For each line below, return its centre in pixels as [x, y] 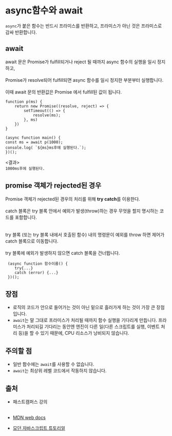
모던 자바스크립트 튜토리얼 [39, 428]
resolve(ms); [46, 115]
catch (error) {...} [36, 272]
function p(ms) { [24, 102]
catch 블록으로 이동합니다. [32, 241]
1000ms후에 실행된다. [25, 168]
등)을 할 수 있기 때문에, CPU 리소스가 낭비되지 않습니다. [74, 333]
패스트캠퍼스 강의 [30, 402]
